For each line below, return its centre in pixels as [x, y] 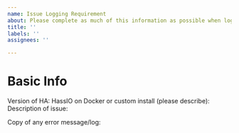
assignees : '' [28, 40]
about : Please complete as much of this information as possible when [114, 21]
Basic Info [37, 81]
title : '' [22, 27]
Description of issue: [38, 109]
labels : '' [23, 34]
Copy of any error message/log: [54, 122]
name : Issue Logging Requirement [57, 14]
